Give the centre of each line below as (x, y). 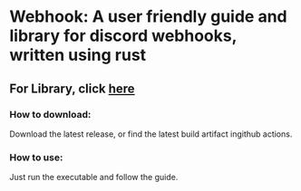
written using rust (78, 55)
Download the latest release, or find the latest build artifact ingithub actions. (151, 134)
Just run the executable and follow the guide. (94, 177)
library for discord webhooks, (123, 36)
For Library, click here (72, 88)
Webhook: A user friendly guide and (148, 17)
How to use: (36, 158)
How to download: (50, 114)
